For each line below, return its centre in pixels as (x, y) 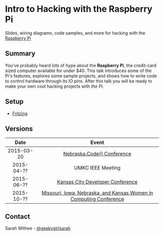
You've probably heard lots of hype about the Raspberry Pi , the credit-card (81, 65)
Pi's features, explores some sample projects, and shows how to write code (81, 76)
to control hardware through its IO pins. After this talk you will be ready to (79, 81)
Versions (19, 129)
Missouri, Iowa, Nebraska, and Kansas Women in (97, 193)
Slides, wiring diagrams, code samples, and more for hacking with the (75, 33)
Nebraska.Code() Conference (97, 154)
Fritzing (20, 113)
